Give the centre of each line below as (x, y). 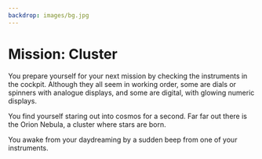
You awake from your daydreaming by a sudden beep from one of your (123, 139)
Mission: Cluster (63, 54)
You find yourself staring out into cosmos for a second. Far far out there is (127, 116)
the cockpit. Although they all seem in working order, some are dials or (122, 84)
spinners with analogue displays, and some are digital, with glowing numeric (131, 92)
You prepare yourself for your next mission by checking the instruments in (128, 76)
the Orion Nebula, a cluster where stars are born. (87, 124)
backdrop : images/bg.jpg (49, 15)
